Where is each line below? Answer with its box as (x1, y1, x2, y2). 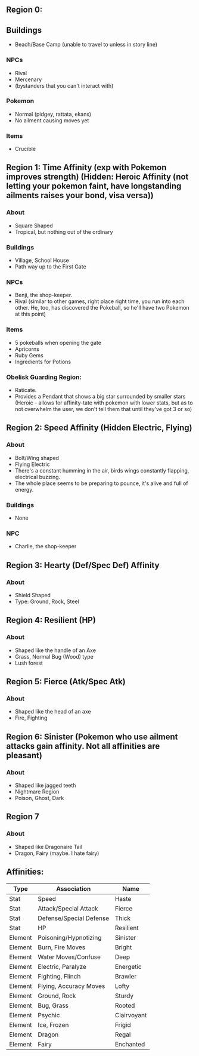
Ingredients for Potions (14, 358, 71, 365)
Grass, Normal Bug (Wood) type (14, 653, 94, 660)
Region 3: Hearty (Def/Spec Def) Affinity (6, 560, 160, 570)
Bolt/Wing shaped (14, 454, 60, 461)
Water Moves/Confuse (38, 953, 101, 961)
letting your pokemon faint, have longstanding (6, 181, 182, 192)
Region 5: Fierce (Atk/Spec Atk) (6, 677, 126, 687)
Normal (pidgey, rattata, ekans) (14, 110, 92, 118)
